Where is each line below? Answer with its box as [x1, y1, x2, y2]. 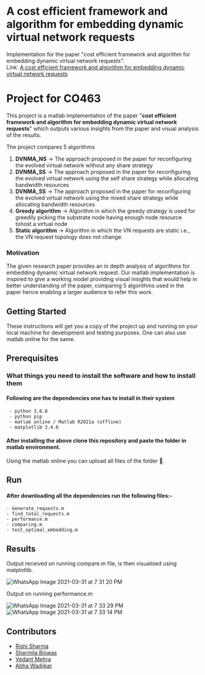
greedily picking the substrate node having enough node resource [15, 213, 182, 221]
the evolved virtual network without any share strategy [15, 161, 153, 169]
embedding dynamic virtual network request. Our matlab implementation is [6, 269, 195, 276]
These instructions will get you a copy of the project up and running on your [6, 322, 198, 330]
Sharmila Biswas [15, 649, 57, 656]
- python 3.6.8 [9, 408, 48, 414]
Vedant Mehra [15, 655, 51, 663]
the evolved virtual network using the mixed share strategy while [15, 194, 179, 202]
